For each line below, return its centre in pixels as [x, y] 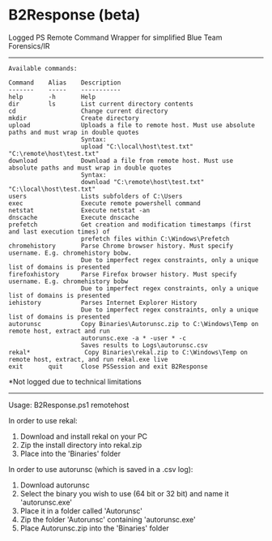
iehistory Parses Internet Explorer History [103, 303]
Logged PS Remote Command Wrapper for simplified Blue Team [115, 37]
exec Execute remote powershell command [104, 203]
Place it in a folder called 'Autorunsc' [81, 511]
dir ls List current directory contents [101, 104]
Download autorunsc [55, 485]
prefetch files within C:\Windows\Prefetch [155, 238]
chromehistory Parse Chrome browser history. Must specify [121, 246]
